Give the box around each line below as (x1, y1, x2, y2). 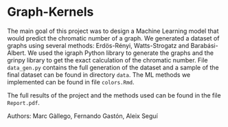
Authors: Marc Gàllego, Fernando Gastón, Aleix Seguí (7, 111, 158, 120)
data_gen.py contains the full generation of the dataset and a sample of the (7, 63, 219, 71)
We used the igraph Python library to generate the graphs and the (27, 49, 214, 57)
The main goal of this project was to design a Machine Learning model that (7, 27, 219, 35)
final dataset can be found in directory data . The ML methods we (7, 70, 191, 79)
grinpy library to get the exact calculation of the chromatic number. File (7, 56, 208, 64)
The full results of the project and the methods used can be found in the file (7, 91, 221, 100)
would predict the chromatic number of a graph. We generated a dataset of (7, 34, 220, 42)
